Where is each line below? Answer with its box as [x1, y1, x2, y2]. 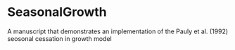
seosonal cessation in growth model [7, 34, 112, 42]
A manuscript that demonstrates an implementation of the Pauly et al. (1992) [7, 27, 229, 35]
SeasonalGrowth [7, 4, 107, 20]
